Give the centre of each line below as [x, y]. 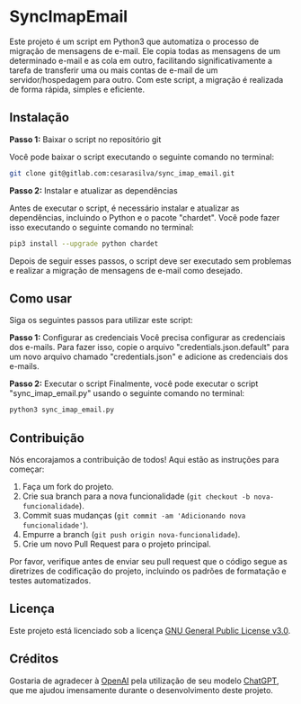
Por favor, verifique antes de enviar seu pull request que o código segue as [148, 561]
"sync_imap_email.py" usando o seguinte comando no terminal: [127, 393]
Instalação [40, 117]
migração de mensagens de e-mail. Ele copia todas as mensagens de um [145, 50]
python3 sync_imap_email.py [62, 410]
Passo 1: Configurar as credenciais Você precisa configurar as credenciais [147, 338]
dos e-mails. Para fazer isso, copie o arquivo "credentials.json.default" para [149, 347]
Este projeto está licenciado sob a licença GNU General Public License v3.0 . [150, 630]
